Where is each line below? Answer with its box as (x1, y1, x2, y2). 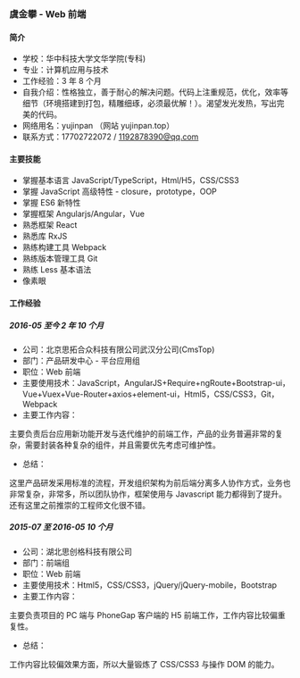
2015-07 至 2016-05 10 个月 (9, 522, 113, 532)
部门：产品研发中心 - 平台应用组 (21, 355, 141, 365)
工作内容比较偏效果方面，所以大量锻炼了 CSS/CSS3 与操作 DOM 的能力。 (9, 658, 279, 669)
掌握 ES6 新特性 (21, 197, 81, 208)
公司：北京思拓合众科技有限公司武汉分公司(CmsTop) (21, 344, 215, 355)
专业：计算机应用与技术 (21, 64, 109, 75)
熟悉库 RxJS (21, 230, 68, 242)
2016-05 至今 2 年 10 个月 (9, 320, 104, 331)
